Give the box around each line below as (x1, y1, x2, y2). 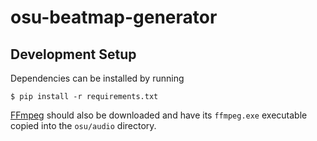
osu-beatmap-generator (10, 6, 218, 29)
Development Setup (10, 46, 137, 63)
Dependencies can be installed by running (10, 72, 185, 84)
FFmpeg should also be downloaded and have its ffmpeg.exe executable (10, 109, 308, 121)
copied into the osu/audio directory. (10, 120, 157, 131)
